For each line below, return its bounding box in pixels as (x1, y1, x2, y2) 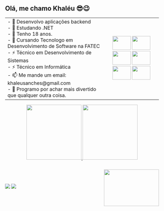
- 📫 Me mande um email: (7, 71, 67, 78)
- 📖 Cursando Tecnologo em (7, 37, 73, 43)
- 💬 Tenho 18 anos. (7, 30, 53, 37)
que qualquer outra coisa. (7, 92, 66, 99)
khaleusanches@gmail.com (7, 80, 71, 86)
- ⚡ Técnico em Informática (7, 63, 71, 70)
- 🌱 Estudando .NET (7, 24, 54, 31)
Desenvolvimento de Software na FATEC (7, 42, 100, 49)
